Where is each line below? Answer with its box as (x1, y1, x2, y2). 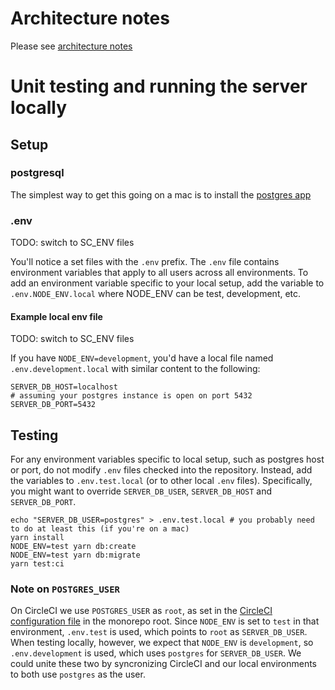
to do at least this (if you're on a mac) (10, 524, 190, 534)
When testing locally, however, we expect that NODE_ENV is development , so (10, 637, 314, 649)
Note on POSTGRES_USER (10, 582, 120, 596)
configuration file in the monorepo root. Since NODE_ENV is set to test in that (10, 615, 320, 627)
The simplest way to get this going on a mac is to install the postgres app (10, 188, 312, 201)
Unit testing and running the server (10, 75, 308, 98)
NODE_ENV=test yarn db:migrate (10, 550, 141, 561)
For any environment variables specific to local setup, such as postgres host (10, 453, 325, 466)
